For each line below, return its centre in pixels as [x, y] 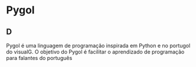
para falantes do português [39, 58]
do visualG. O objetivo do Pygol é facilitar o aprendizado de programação [95, 52]
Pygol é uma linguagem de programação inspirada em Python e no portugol [98, 45]
